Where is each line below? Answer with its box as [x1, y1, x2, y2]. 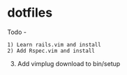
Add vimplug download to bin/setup [17, 59, 121, 67]
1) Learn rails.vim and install [7, 41, 101, 48]
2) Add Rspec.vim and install [7, 47, 96, 54]
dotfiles [7, 5, 53, 21]
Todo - [7, 28, 27, 36]
